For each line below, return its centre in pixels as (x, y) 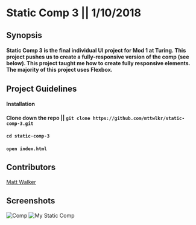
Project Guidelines (42, 88)
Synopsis (24, 35)
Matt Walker (21, 182)
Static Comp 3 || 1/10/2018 (74, 13)
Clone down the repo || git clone (48, 118)
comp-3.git (20, 124)
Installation (21, 104)
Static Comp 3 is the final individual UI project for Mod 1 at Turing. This (96, 51)
